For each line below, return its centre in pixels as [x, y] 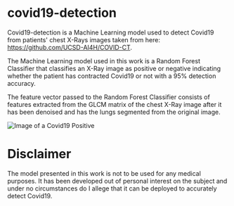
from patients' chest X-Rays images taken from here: [84, 39]
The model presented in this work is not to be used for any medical [104, 173]
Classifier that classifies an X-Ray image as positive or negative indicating [114, 68]
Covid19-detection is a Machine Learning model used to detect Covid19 [111, 32]
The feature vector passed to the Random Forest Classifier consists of [109, 97]
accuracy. [22, 83]
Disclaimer [39, 154]
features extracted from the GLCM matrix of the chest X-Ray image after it [115, 104]
